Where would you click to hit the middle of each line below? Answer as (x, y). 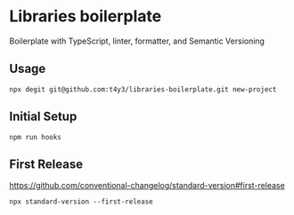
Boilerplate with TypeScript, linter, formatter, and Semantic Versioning (137, 41)
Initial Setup (43, 117)
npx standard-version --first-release (81, 202)
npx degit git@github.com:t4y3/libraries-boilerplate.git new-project (143, 89)
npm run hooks (36, 137)
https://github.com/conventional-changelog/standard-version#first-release (147, 186)
